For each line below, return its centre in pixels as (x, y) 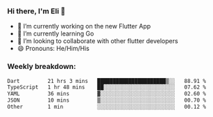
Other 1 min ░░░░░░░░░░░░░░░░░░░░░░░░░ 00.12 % (107, 107)
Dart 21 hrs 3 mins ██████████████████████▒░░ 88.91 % (107, 81)
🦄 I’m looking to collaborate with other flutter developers (97, 41)
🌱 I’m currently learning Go (56, 33)
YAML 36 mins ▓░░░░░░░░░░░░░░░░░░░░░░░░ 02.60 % (107, 94)
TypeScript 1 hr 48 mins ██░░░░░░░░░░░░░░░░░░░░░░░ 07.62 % (107, 87)
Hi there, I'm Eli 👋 (36, 11)
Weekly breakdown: (42, 67)
